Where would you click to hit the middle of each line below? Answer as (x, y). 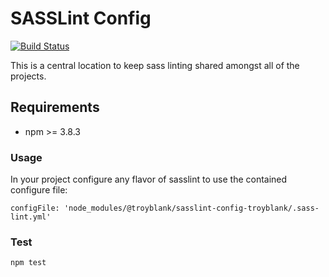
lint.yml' (31, 217)
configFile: (35, 208)
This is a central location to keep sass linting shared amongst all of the (155, 65)
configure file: (39, 190)
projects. (28, 76)
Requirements (55, 107)
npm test (28, 263)
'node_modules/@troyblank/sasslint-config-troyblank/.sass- (191, 208)
